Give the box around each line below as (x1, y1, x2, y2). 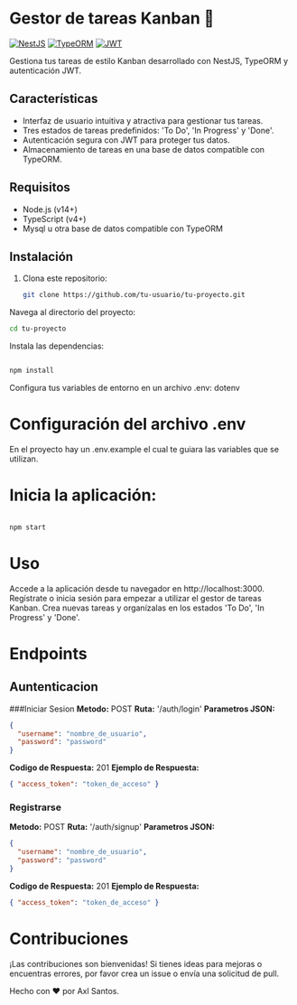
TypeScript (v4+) (22, 213, 87, 224)
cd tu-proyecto (9, 324, 67, 333)
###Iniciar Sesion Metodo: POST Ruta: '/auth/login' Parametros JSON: (9, 703, 275, 714)
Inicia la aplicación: (9, 485, 157, 506)
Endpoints (9, 643, 88, 664)
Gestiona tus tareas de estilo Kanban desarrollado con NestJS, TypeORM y (9, 55, 289, 66)
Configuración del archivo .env (9, 414, 246, 434)
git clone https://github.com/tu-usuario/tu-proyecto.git (22, 291, 246, 300)
